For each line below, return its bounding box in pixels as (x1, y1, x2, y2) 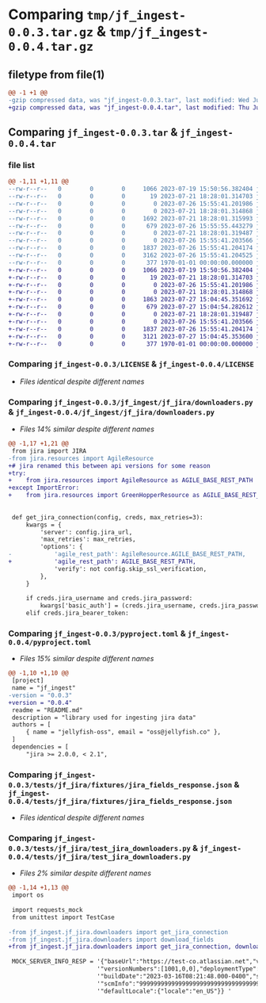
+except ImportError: (8, 484, 80, 492)
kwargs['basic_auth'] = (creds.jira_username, (40, 602, 196, 610)
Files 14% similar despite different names (19, 424, 154, 434)
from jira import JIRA (11, 446, 87, 455)
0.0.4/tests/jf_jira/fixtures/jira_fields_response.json (8, 797, 233, 806)
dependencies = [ (11, 743, 69, 751)
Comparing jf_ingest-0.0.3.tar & (8, 125, 178, 140)
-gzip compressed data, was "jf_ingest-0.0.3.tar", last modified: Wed (8, 96, 249, 104)
